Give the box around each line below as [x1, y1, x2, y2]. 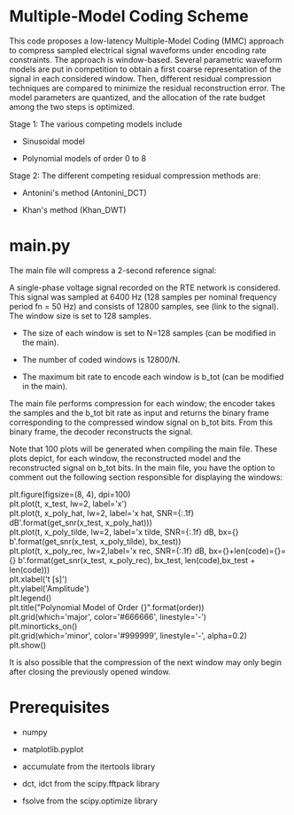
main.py [9, 236, 71, 256]
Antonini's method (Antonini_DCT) [21, 187, 148, 198]
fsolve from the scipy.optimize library [21, 795, 158, 806]
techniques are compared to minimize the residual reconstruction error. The [9, 82, 286, 93]
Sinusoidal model [21, 136, 86, 146]
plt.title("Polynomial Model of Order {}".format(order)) [9, 601, 205, 613]
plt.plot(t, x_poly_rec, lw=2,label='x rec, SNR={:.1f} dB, [9, 545, 207, 556]
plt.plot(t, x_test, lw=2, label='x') [9, 498, 128, 509]
